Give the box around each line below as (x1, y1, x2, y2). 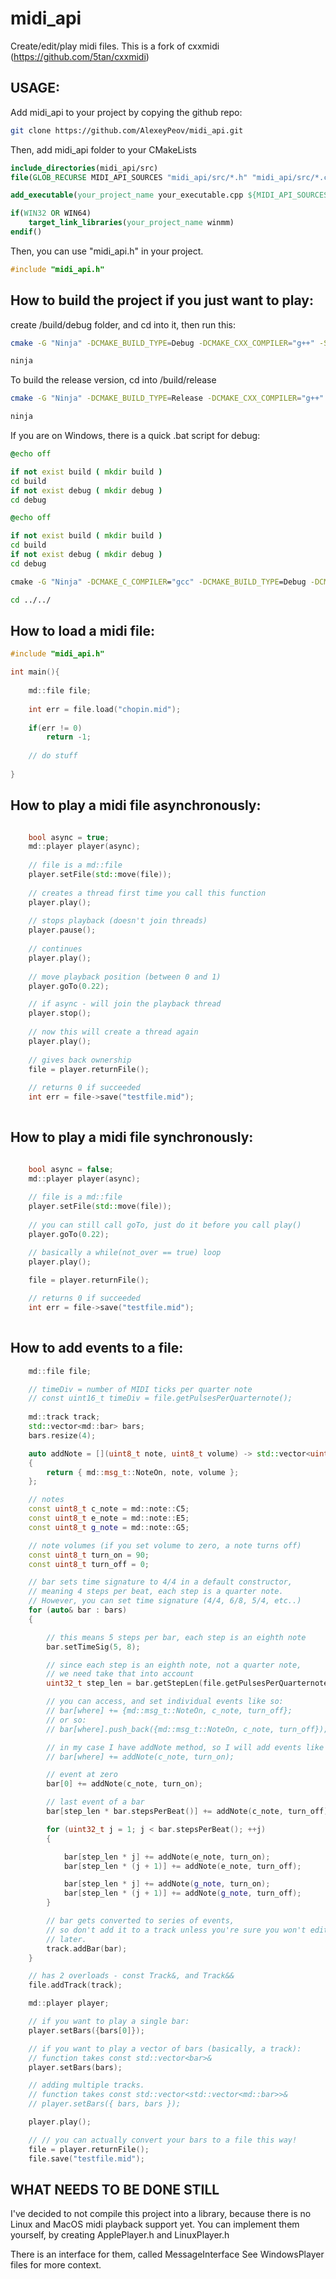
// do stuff (28, 751, 78, 761)
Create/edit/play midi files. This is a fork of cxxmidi (10, 40, 220, 52)
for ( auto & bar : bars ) (28, 1605, 128, 1616)
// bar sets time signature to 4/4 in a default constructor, (28, 1577, 293, 1587)
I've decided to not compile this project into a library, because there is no (10, 2208, 312, 2220)
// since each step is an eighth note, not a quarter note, (46, 1660, 302, 1670)
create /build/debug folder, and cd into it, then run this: (10, 318, 236, 331)
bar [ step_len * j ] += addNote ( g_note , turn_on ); (63, 1879, 271, 1889)
